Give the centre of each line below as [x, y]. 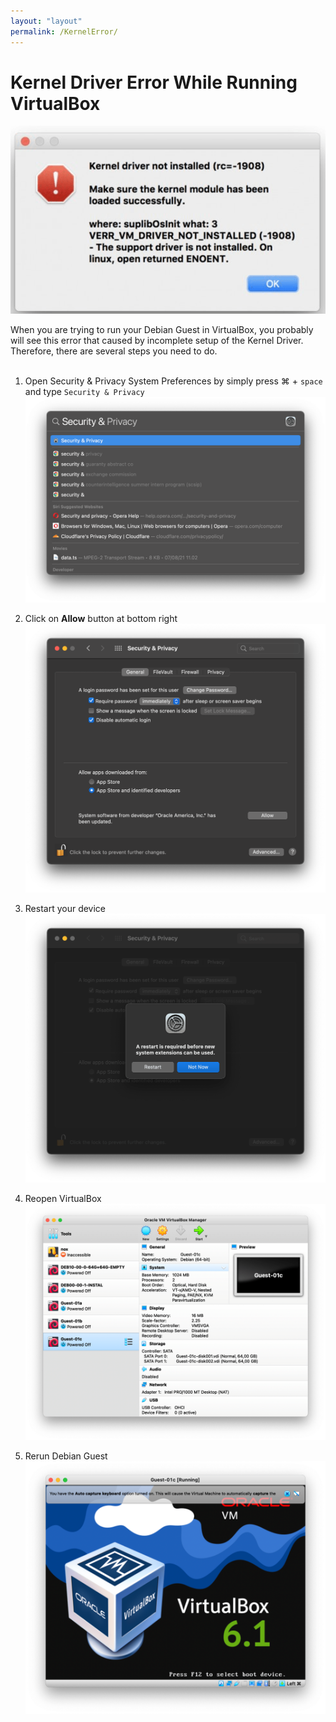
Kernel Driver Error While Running [154, 82]
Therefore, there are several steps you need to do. [114, 351]
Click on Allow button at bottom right [101, 618]
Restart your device [65, 908]
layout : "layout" [46, 21]
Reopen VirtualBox [63, 1198]
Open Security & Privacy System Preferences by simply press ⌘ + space [173, 381]
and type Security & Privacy [84, 391]
